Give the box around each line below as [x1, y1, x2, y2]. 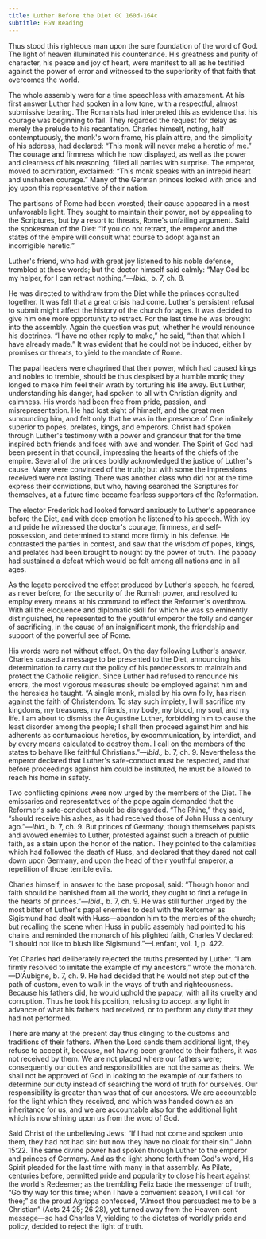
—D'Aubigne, [8, 971, 52, 981]
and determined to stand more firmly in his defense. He [48, 530, 230, 540]
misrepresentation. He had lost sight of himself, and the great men [8, 405, 225, 414]
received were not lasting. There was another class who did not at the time [8, 472, 253, 482]
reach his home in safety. [8, 772, 91, 782]
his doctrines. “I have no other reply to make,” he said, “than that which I [8, 331, 245, 340]
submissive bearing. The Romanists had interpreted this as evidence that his [8, 107, 258, 116]
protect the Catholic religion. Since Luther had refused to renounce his [8, 671, 239, 681]
